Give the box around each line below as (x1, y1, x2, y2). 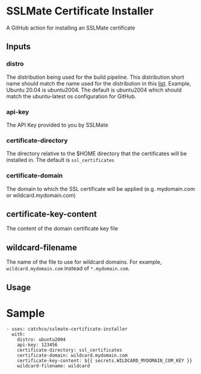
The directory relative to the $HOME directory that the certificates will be (6, 150, 187, 157)
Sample (6, 306, 45, 320)
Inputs (6, 42, 31, 52)
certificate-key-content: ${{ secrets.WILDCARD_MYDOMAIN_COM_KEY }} (17, 358, 193, 364)
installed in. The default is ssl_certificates (6, 157, 115, 164)
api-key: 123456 (17, 342, 58, 348)
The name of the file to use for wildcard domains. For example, (6, 258, 162, 266)
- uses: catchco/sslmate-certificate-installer (6, 326, 128, 332)
